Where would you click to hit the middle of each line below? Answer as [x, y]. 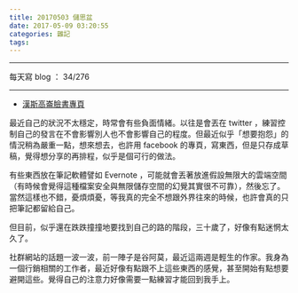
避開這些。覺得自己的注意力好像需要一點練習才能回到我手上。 [122, 280]
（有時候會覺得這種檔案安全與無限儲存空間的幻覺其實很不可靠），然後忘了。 [147, 186]
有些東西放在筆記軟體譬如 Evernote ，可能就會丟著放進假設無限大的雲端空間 [148, 175]
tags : [19, 42]
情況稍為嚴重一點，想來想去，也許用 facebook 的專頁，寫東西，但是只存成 [145, 145]
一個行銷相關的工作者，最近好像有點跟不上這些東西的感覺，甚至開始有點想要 [149, 268]
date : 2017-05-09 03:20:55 [59, 26]
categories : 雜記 [40, 34]
